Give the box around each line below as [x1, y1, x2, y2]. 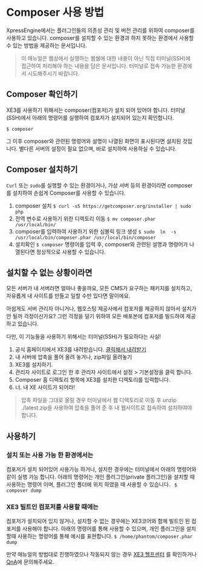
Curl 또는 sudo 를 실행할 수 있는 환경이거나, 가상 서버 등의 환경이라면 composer [6, 181, 193, 189]
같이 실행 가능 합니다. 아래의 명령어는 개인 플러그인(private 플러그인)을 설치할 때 [6, 473, 195, 481]
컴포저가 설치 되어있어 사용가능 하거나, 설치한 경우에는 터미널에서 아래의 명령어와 [6, 466, 197, 473]
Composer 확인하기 [6, 89, 78, 100]
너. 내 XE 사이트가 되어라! [14, 383, 76, 391]
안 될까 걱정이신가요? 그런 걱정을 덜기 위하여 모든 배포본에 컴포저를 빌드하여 [6, 313, 185, 320]
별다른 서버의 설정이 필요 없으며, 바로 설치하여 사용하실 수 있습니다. [19, 145, 177, 152]
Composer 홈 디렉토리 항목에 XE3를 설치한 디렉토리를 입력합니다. [14, 376, 171, 383]
